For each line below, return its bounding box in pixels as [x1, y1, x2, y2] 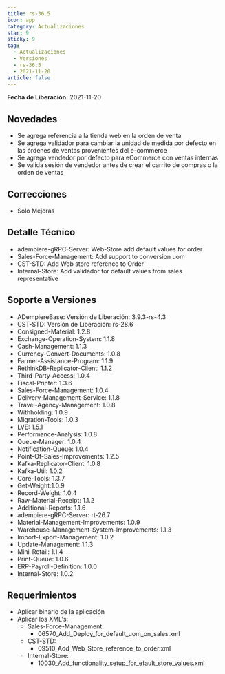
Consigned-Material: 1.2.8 [17, 327, 91, 336]
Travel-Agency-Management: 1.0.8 [17, 401, 116, 409]
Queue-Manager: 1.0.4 [17, 437, 81, 445]
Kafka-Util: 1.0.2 [17, 467, 63, 475]
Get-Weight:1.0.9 [17, 481, 65, 490]
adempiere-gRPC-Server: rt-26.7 [17, 510, 111, 519]
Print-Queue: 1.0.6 [17, 555, 69, 563]
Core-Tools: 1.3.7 [17, 474, 65, 482]
